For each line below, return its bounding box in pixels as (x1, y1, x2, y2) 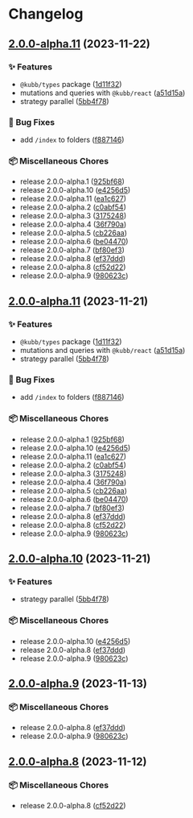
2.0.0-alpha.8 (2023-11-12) (8, 754, 147, 768)
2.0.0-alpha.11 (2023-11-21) (8, 294, 149, 308)
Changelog (8, 5, 84, 23)
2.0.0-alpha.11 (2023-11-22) (8, 37, 150, 51)
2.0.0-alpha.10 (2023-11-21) (8, 552, 151, 566)
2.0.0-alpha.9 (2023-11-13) (8, 677, 147, 691)
